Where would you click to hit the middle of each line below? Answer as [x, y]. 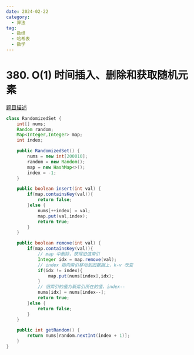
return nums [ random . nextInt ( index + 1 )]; [79, 336]
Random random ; [35, 129]
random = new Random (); [56, 162]
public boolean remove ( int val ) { [59, 243]
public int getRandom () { [48, 330]
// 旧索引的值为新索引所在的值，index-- [81, 287]
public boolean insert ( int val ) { [59, 189]
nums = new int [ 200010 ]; [58, 156]
